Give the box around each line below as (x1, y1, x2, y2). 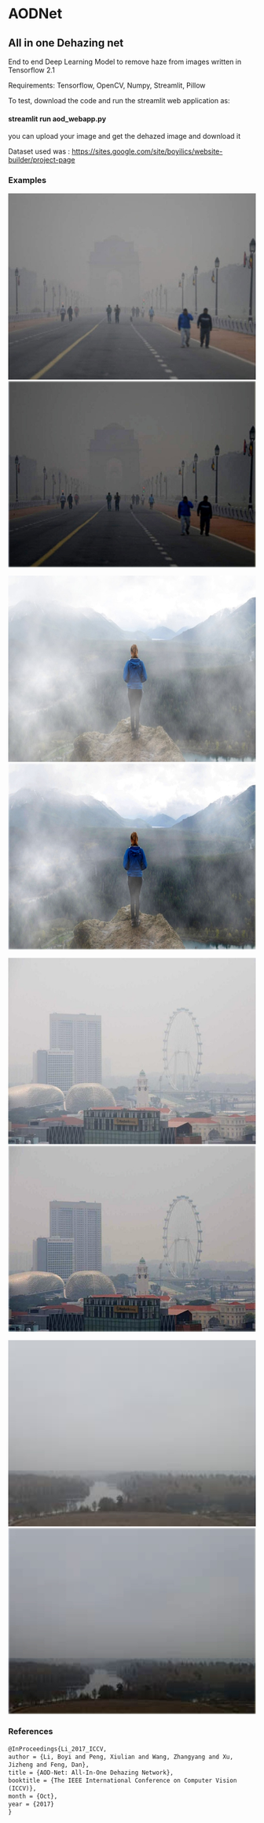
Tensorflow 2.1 (8, 65, 55, 75)
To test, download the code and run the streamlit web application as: (8, 96, 230, 105)
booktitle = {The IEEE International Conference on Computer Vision (8, 1776, 237, 1784)
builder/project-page (8, 155, 75, 165)
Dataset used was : (8, 147, 71, 156)
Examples (8, 175, 47, 186)
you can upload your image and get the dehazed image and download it (8, 132, 241, 141)
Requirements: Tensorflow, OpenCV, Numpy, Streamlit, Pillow (8, 80, 206, 90)
